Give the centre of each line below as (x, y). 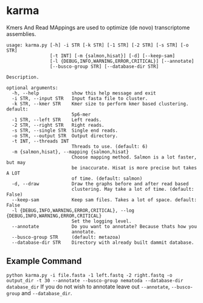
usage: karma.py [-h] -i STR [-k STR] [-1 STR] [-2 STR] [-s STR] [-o (98, 45)
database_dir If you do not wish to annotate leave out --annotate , (88, 287)
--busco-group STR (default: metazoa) (66, 237)
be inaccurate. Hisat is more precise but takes (134, 168)
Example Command (44, 261)
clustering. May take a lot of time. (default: (133, 189)
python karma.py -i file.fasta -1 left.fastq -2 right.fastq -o (89, 275)
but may (16, 162)
